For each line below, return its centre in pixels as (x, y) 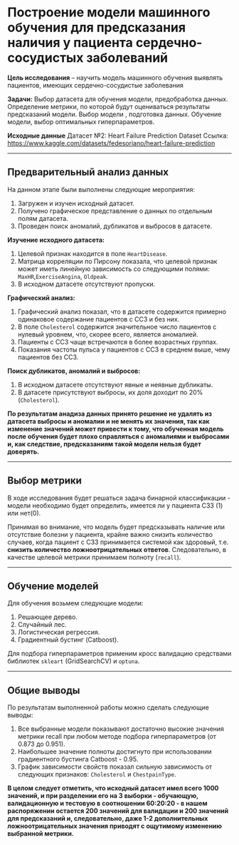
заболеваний (127, 58)
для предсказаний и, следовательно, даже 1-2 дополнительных (108, 819)
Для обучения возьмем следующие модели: (75, 603)
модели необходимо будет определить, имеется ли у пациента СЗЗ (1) (115, 505)
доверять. (23, 451)
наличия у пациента (70, 43)
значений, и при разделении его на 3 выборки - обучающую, (103, 796)
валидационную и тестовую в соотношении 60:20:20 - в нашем (107, 804)
